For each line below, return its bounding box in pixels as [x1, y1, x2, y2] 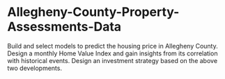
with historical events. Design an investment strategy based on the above [7, 56, 218, 64]
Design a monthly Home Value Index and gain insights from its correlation [7, 49, 218, 58]
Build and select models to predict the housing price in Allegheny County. [7, 42, 218, 50]
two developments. [7, 64, 63, 72]
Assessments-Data [7, 19, 122, 35]
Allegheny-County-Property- [7, 4, 180, 20]
